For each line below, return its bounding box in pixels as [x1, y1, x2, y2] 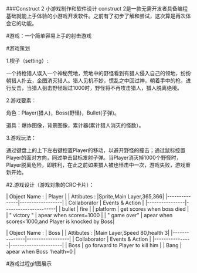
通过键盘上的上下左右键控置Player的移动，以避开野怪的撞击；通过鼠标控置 [6, 147, 186, 154]
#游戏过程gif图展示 [6, 260, 52, 267]
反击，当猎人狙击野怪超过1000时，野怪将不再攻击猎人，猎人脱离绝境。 [11, 85, 183, 91]
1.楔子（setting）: [6, 58, 49, 64]
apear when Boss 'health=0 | [6, 248, 76, 255]
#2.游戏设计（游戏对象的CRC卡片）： [6, 181, 94, 188]
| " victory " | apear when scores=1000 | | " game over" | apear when [6, 212, 173, 218]
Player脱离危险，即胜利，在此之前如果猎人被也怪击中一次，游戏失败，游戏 [6, 161, 186, 168]
